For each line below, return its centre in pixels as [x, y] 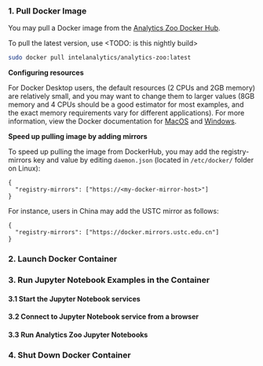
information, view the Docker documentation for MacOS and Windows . [122, 121]
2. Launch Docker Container [63, 259]
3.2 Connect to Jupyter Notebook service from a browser [103, 317]
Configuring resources [46, 73]
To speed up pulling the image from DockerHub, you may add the [114, 152]
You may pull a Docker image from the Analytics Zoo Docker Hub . [115, 28]
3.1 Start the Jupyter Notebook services [75, 298]
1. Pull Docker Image [47, 11]
